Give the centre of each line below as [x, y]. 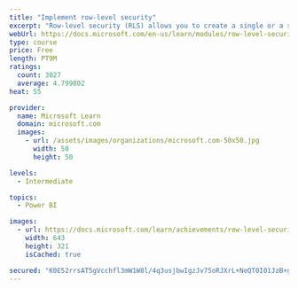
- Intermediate [45, 181]
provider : [27, 107]
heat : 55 [25, 91]
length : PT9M [33, 59]
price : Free [31, 51]
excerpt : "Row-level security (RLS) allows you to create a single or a [146, 26]
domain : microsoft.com [59, 124]
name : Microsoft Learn [59, 116]
